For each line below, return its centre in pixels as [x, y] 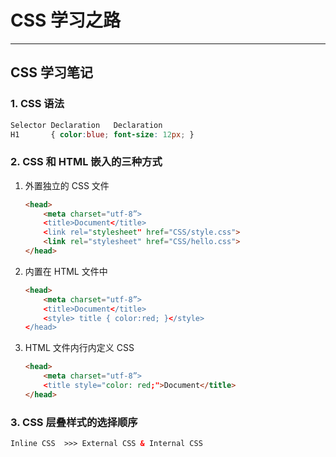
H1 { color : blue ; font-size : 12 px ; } [102, 134]
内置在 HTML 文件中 [66, 271]
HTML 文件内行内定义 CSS [79, 348]
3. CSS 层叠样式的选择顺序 [74, 422]
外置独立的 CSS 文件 [67, 185]
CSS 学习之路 [66, 20]
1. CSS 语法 [37, 104]
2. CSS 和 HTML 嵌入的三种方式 [86, 162]
